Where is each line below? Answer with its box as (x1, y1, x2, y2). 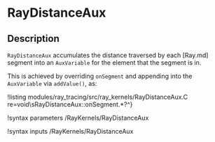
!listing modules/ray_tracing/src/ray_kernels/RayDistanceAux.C (7, 93, 188, 101)
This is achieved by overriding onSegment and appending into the (7, 72, 193, 80)
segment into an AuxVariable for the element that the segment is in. (7, 58, 202, 67)
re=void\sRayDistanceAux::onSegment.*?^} (7, 100, 133, 109)
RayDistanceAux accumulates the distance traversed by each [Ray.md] (7, 51, 209, 59)
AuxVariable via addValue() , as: (7, 79, 97, 88)
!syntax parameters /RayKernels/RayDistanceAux (7, 113, 149, 122)
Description (7, 33, 60, 45)
